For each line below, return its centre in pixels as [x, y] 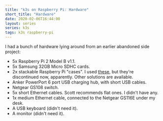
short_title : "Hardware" [30, 14]
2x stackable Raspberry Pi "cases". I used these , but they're [73, 72]
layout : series [21, 23]
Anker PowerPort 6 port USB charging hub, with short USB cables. [79, 82]
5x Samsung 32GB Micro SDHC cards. [51, 66]
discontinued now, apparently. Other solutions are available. [73, 77]
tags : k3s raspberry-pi [29, 32]
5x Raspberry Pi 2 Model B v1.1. [44, 61]
